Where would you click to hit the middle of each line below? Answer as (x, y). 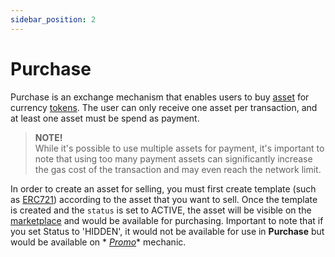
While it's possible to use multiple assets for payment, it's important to (179, 148)
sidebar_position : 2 (53, 19)
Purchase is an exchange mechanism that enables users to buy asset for (160, 97)
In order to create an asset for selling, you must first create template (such (163, 188)
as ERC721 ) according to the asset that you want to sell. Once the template (164, 199)
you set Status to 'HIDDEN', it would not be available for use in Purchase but (167, 231)
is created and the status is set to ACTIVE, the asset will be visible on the (161, 210)
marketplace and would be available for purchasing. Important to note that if (167, 220)
